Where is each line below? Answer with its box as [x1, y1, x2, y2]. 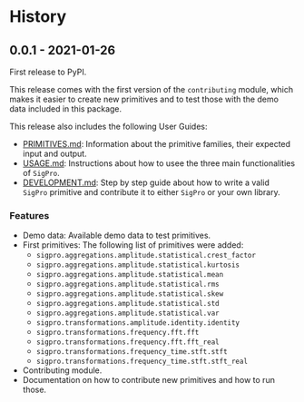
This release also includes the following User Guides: [9, 121, 208, 132]
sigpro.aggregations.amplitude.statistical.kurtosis [35, 260, 240, 270]
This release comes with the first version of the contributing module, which [9, 84, 293, 94]
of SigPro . [22, 168, 61, 178]
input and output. [22, 148, 88, 159]
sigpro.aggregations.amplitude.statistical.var [35, 309, 220, 319]
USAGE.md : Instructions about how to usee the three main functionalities [22, 158, 296, 169]
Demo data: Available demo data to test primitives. [22, 230, 211, 241]
